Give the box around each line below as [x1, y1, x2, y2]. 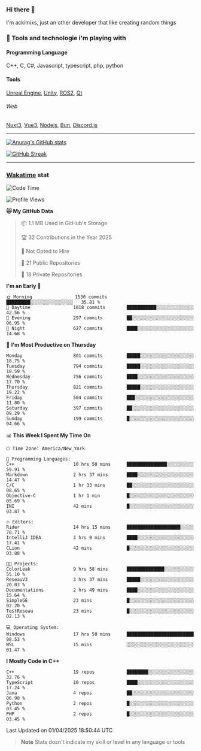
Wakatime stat [6, 171, 50, 179]
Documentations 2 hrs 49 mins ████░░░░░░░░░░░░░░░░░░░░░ [6, 587, 194, 593]
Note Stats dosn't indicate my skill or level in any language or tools [20, 738, 185, 746]
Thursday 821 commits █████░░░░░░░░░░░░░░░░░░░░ [6, 384, 194, 390]
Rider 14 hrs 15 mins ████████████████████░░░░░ [6, 524, 194, 531]
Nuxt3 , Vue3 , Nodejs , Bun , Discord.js [6, 121, 98, 128]
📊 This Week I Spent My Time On [6, 432, 91, 439]
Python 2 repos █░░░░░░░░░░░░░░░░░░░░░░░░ [6, 701, 194, 707]
